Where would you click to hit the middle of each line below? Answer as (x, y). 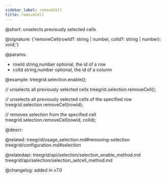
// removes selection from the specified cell (51, 114)
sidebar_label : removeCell (34, 10)
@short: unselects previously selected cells (51, 29)
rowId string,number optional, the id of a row (59, 64)
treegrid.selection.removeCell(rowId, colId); (51, 120)
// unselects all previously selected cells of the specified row (69, 99)
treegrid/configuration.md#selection (43, 145)
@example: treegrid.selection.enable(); (46, 79)
